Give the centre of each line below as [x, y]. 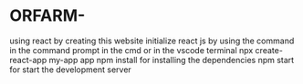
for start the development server [71, 70]
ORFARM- [47, 16]
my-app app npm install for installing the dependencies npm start [172, 60]
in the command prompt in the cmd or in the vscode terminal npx [131, 50]
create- [269, 50]
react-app [28, 60]
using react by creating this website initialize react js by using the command [152, 41]
